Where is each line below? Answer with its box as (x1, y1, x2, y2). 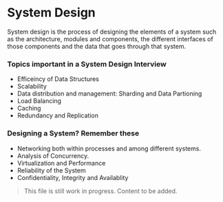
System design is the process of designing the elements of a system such (7, 27, 217, 36)
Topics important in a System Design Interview (7, 59, 167, 69)
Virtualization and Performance (17, 159, 106, 167)
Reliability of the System (17, 166, 86, 175)
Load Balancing (17, 97, 62, 105)
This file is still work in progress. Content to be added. (23, 187, 178, 195)
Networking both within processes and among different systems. (17, 144, 202, 153)
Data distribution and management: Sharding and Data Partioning (17, 89, 202, 98)
